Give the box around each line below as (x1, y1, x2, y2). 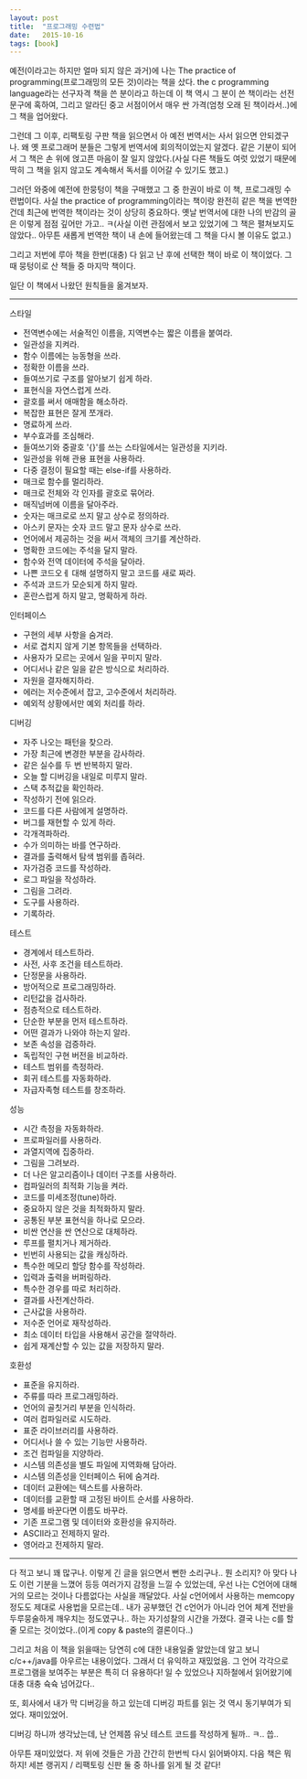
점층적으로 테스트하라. (22, 1004, 102, 1015)
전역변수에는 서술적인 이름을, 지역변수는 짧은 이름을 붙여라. (22, 327, 233, 338)
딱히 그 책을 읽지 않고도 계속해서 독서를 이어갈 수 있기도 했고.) (9, 165, 229, 176)
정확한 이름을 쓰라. (22, 362, 90, 373)
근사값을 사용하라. (22, 1306, 87, 1317)
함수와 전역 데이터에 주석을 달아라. (22, 556, 145, 567)
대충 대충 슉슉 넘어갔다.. (9, 1678, 95, 1689)
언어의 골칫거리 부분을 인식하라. (22, 1402, 135, 1413)
